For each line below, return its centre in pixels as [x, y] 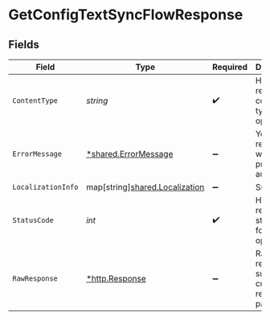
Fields [24, 45]
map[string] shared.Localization [145, 187]
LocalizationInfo [45, 187]
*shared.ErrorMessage [129, 154]
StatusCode [33, 220]
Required [229, 67]
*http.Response [116, 279]
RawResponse [35, 279]
